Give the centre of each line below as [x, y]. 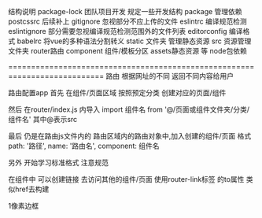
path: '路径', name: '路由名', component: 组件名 [84, 146]
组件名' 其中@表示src [43, 119]
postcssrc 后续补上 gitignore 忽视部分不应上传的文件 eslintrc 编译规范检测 [127, 21]
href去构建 [32, 189]
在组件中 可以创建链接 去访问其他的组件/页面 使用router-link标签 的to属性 [126, 179]
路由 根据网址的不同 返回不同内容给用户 [170, 76]
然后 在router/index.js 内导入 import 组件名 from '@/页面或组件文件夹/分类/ [129, 109]
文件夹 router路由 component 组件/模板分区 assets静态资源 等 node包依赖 [128, 51]
